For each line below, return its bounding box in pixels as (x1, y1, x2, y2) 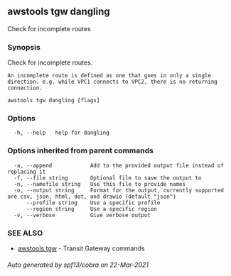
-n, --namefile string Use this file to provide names (14, 180, 186, 187)
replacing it (7, 168, 46, 175)
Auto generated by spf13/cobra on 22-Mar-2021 (7, 260, 149, 269)
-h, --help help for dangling (14, 129, 110, 137)
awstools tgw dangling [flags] (7, 97, 100, 104)
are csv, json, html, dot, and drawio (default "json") (7, 193, 176, 200)
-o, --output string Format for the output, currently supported (14, 187, 224, 194)
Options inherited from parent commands (7, 145, 154, 155)
